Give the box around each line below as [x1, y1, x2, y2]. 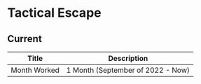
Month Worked [11, 65, 60, 75]
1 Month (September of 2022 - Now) [66, 65, 190, 75]
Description [108, 54, 148, 63]
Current [7, 33, 42, 45]
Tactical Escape [7, 5, 102, 21]
